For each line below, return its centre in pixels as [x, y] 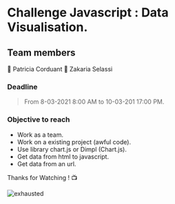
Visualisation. [48, 27]
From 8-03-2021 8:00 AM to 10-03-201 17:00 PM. [94, 102]
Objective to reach [39, 120]
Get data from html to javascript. [63, 157]
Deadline [22, 87]
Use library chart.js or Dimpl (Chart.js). [72, 149]
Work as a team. [40, 135]
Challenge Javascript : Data [88, 13]
